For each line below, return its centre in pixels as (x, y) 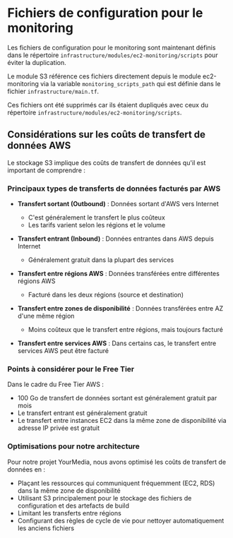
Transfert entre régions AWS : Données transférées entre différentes (119, 274)
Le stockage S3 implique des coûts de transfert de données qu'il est (107, 162)
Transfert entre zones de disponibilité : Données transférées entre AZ (120, 309)
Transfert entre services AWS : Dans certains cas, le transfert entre (117, 343)
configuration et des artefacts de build (73, 506)
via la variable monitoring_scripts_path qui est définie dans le (130, 83)
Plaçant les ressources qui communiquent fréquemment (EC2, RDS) (116, 483)
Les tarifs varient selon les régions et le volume (97, 225)
